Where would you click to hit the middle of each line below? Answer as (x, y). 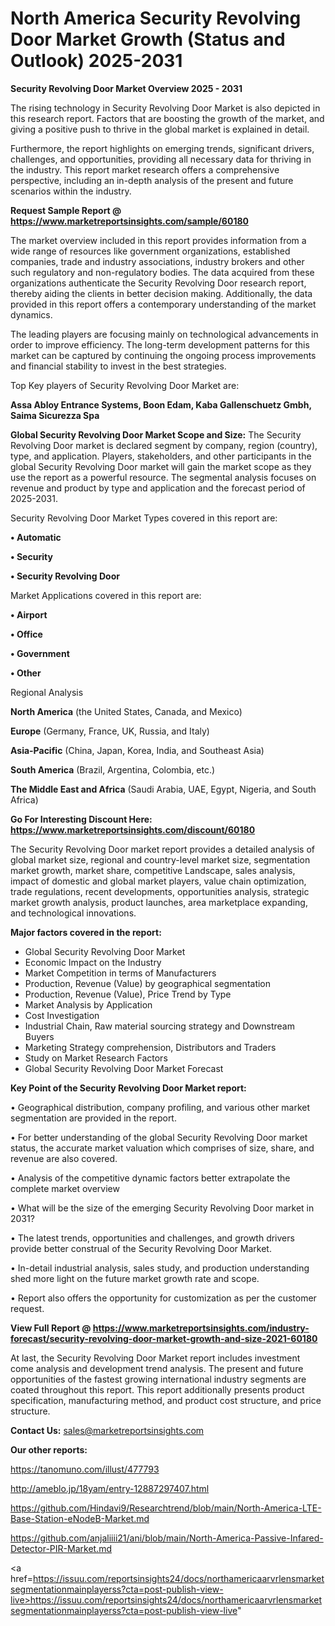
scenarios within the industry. (71, 191)
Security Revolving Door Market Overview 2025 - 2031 (126, 88)
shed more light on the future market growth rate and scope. (135, 1278)
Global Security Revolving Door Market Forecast (124, 1068)
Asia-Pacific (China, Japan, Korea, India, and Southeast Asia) (137, 750)
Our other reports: (49, 1449)
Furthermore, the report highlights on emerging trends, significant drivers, (162, 148)
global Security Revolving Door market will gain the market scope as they (161, 466)
